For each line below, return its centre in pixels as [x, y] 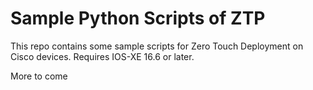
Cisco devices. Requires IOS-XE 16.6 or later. [102, 56]
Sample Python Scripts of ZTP [138, 18]
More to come [39, 76]
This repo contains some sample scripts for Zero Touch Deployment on [157, 46]
